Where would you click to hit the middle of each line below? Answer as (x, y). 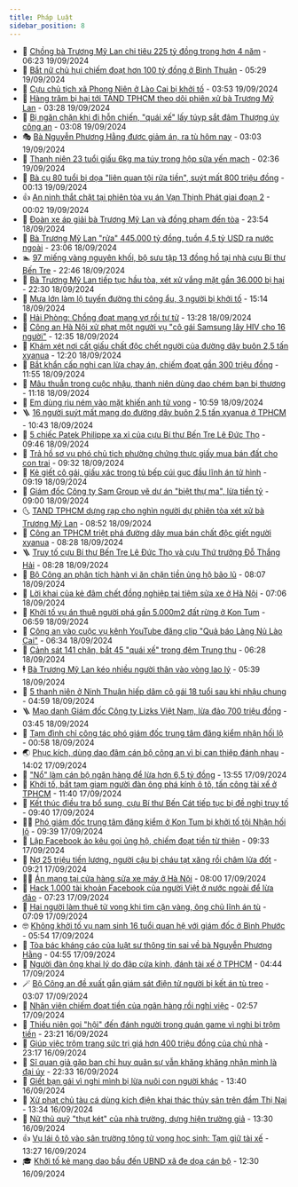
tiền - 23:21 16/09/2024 (65, 1033)
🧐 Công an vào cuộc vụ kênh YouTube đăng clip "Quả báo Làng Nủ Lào (152, 630)
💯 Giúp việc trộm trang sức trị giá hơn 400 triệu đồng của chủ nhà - (145, 1043)
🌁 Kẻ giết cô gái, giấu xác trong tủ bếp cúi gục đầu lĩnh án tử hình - (145, 472)
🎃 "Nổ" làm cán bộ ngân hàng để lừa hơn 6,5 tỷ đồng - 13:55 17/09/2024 (154, 774)
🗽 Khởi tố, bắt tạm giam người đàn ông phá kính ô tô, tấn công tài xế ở (149, 784)
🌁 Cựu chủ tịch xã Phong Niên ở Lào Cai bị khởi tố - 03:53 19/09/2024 (150, 89)
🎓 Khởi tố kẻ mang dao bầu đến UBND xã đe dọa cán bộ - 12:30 (141, 1160)
